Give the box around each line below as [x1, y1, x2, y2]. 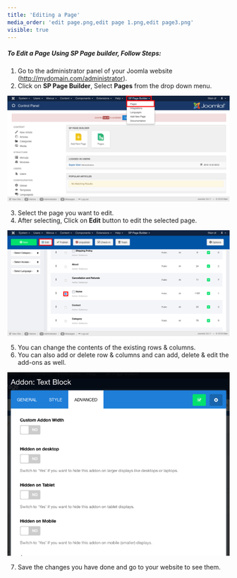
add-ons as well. [17, 358, 66, 366]
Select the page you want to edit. [17, 209, 114, 217]
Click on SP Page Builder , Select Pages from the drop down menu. [17, 82, 212, 90]
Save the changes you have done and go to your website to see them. [17, 562, 221, 571]
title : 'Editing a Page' [7, 11, 80, 18]
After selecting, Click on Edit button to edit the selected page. [17, 216, 197, 225]
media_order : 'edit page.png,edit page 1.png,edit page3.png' [7, 18, 194, 26]
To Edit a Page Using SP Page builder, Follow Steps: [7, 49, 162, 57]
